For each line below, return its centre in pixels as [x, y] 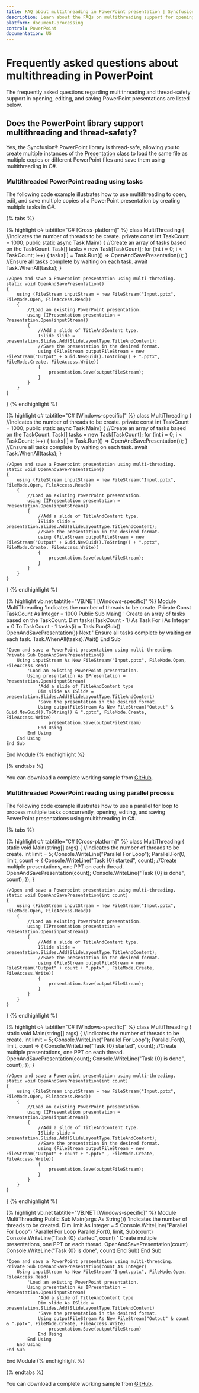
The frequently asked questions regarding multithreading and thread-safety [98, 92]
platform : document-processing [45, 23]
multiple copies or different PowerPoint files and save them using [86, 159]
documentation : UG [29, 34]
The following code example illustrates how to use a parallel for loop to [92, 806]
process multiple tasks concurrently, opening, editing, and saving [86, 812]
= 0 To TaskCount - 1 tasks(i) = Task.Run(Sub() [63, 627]
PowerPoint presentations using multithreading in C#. [71, 819]
